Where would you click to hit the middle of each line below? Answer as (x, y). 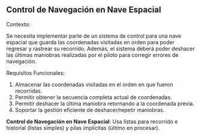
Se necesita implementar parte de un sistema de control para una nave (94, 36)
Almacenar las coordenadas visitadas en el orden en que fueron (94, 84)
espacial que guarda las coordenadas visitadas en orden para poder (91, 42)
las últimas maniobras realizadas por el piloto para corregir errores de (92, 55)
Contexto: (18, 24)
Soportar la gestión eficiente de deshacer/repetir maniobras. (90, 109)
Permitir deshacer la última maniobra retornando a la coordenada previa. (105, 103)
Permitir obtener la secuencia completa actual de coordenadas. (93, 97)
